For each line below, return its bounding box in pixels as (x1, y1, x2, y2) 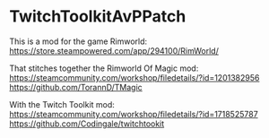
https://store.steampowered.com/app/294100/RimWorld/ (9, 45, 220, 56)
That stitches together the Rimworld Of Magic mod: (9, 63, 199, 73)
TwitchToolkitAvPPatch (9, 6, 187, 27)
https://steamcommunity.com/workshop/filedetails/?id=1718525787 (9, 108, 258, 119)
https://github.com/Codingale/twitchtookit (9, 118, 165, 129)
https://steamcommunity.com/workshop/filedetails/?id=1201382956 (9, 72, 260, 82)
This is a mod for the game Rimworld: (9, 36, 148, 47)
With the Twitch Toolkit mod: (9, 99, 115, 109)
